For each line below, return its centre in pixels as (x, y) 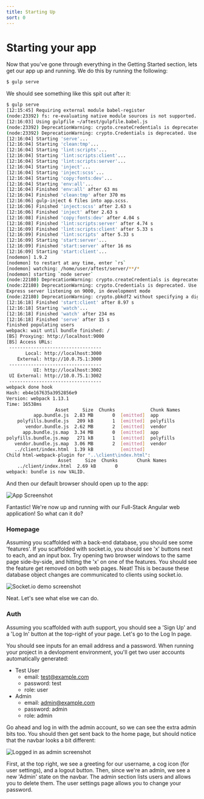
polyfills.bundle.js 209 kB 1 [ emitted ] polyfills (96, 421)
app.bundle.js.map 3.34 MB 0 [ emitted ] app (90, 433)
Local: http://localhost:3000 (63, 353)
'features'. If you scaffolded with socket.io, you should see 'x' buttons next (100, 549)
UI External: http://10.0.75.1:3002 (55, 376)
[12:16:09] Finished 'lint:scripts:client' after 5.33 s (80, 229)
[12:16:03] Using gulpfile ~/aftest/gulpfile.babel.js (77, 122)
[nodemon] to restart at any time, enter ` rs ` (66, 263)
